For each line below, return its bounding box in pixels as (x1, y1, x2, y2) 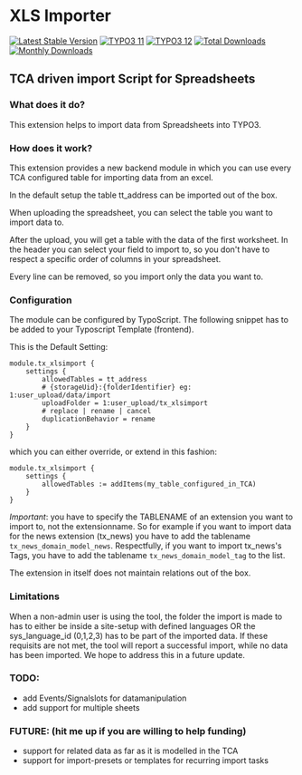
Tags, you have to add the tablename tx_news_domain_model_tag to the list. (9, 550, 286, 561)
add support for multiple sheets (22, 702, 140, 712)
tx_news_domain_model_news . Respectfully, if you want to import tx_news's (9, 540, 282, 551)
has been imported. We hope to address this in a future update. (9, 649, 246, 660)
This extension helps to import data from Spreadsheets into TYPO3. (9, 119, 262, 130)
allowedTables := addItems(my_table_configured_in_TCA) (42, 480, 257, 489)
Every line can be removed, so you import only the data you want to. (9, 271, 264, 282)
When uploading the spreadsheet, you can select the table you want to (9, 207, 273, 218)
